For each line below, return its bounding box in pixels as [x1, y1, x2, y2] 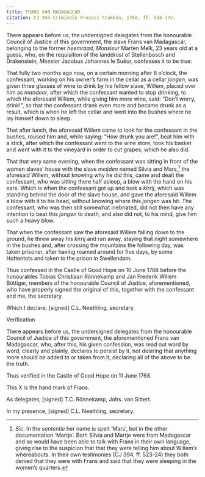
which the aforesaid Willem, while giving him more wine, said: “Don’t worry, [6, 95, 196, 102]
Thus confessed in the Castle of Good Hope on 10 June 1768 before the [6, 267, 187, 274]
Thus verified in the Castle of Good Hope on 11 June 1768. [6, 372, 152, 379]
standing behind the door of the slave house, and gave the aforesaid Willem [6, 191, 197, 198]
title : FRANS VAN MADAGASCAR [6, 9, 81, 15]
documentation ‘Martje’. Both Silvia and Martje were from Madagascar [15, 431, 192, 439]
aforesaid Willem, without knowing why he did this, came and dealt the [6, 171, 184, 179]
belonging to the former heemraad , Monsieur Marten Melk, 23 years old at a [6, 44, 198, 52]
